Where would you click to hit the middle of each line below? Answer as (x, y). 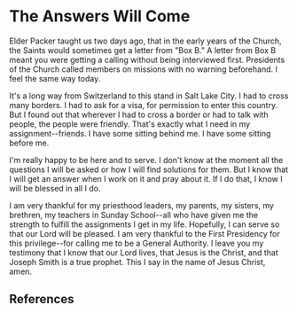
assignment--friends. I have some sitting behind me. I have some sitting (140, 133)
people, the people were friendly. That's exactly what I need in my (130, 124)
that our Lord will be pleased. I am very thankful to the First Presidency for (145, 233)
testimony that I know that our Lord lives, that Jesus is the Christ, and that (144, 252)
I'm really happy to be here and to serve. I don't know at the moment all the (146, 160)
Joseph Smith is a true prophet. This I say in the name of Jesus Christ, (137, 262)
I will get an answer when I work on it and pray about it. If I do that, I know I (146, 178)
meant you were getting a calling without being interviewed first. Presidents (147, 59)
